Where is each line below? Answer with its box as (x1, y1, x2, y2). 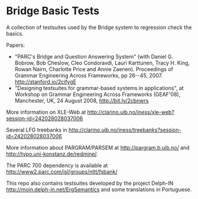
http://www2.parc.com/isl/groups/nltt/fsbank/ (6, 168, 118, 175)
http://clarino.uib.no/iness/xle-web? (87, 108, 174, 115)
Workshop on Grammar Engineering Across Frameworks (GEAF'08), (14, 91, 181, 98)
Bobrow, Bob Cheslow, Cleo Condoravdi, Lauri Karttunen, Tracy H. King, (14, 59, 190, 66)
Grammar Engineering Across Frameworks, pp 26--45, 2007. (14, 72, 163, 79)
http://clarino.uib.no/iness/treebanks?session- (69, 126, 181, 133)
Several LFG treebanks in (6, 126, 68, 133)
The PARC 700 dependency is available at (6, 162, 108, 169)
